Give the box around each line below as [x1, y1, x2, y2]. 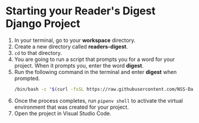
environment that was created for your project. [14, 103, 129, 110]
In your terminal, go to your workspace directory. [14, 36, 136, 44]
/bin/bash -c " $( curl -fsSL [14, 86, 85, 92]
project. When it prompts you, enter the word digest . [14, 61, 144, 69]
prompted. [14, 75, 40, 82]
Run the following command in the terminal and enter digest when [14, 68, 177, 75]
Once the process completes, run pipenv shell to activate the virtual [14, 97, 183, 104]
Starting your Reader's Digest [5, 4, 156, 18]
